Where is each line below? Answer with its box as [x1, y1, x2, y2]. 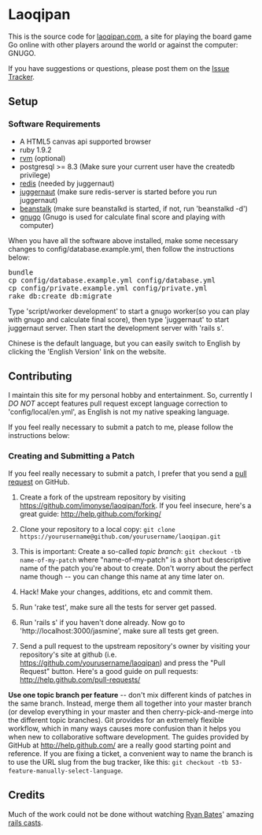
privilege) [19, 170, 51, 179]
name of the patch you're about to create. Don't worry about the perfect [19, 563, 253, 573]
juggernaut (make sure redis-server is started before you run [19, 187, 218, 197]
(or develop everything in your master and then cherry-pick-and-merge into [8, 706, 254, 716]
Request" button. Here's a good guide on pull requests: [19, 666, 199, 676]
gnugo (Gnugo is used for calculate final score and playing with [19, 212, 226, 222]
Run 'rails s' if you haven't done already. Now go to [19, 617, 186, 627]
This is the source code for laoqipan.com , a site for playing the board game [8, 32, 252, 41]
